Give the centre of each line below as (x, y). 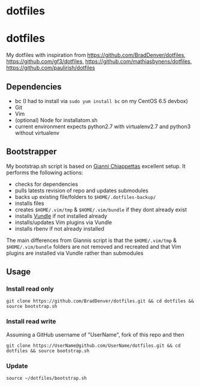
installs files (29, 203)
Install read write (31, 322)
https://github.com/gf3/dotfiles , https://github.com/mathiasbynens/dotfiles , (99, 62)
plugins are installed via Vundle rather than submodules (75, 253)
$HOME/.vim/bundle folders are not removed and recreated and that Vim (94, 246)
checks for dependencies (46, 184)
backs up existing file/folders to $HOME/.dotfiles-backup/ (85, 196)
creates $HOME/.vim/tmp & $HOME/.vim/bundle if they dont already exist (101, 209)
